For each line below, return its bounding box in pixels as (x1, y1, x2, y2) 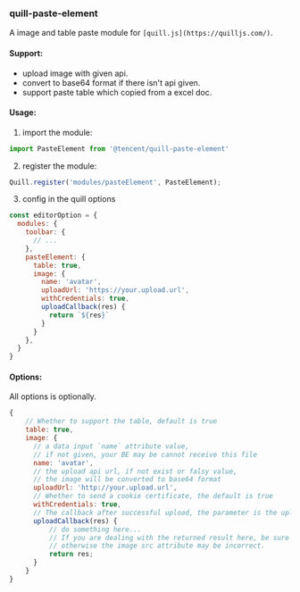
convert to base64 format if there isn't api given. (21, 77, 201, 88)
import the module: (21, 127, 93, 138)
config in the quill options (21, 194, 116, 204)
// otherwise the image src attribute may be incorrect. (48, 541, 266, 551)
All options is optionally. (9, 391, 96, 402)
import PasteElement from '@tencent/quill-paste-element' (9, 144, 229, 154)
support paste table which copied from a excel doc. (21, 87, 212, 97)
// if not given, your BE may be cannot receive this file (32, 450, 257, 459)
